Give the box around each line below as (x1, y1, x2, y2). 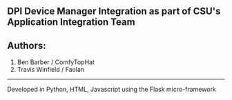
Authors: (7, 39, 46, 51)
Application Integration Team (7, 17, 136, 28)
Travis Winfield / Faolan (17, 66, 85, 74)
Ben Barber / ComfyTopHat (17, 58, 95, 66)
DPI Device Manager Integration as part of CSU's (7, 6, 221, 17)
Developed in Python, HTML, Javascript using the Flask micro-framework (7, 86, 216, 94)
